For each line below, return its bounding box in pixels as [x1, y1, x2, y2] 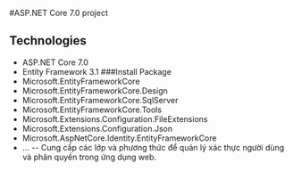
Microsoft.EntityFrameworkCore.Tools [21, 104, 163, 115]
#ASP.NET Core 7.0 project [9, 8, 109, 18]
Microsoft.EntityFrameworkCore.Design [21, 85, 168, 96]
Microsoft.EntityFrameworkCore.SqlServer [21, 94, 179, 105]
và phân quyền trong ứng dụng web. [21, 151, 157, 162]
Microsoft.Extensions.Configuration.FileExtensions [21, 113, 208, 124]
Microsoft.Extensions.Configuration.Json [21, 123, 173, 134]
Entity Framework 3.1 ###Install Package [21, 66, 172, 77]
